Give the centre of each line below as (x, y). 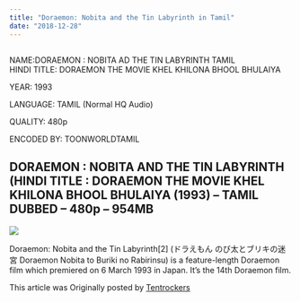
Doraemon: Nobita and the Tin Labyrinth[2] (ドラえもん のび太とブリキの (144, 248)
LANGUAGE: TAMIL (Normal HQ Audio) (81, 104)
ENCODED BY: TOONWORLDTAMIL (75, 139)
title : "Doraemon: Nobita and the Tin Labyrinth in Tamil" (122, 17)
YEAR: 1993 (31, 87)
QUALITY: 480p (39, 121)
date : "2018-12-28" (46, 26)
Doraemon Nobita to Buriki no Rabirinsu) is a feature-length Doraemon (150, 260)
